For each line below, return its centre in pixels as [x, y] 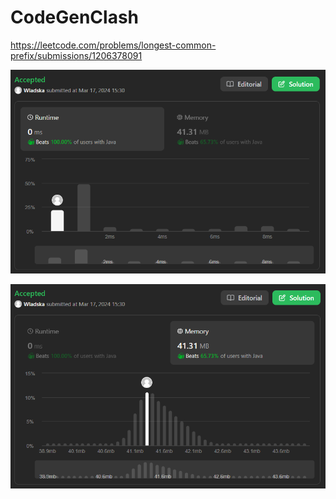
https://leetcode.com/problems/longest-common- [113, 45]
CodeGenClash [75, 17]
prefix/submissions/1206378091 [76, 55]
